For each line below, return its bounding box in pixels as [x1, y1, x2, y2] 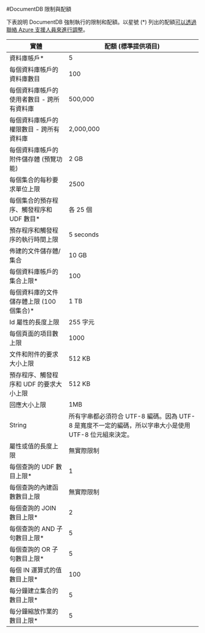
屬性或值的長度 [9, 442, 53, 450]
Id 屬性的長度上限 [9, 318, 60, 326]
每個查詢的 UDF [9, 463, 55, 471]
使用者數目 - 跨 [9, 96, 54, 103]
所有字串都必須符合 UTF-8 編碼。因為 [68, 412, 178, 421]
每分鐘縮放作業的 [9, 607, 59, 615]
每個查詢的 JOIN [9, 504, 57, 512]
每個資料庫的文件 [9, 288, 59, 296]
